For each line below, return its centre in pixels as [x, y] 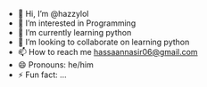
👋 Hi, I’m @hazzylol [53, 14]
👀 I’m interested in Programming [77, 23]
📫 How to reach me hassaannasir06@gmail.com [108, 52]
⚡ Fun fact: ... [42, 75]
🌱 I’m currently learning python [75, 32]
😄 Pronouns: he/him [55, 65]
